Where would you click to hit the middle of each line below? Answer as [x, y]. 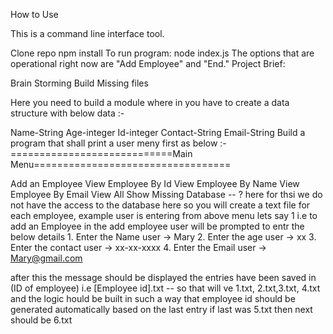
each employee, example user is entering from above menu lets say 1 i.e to [164, 215]
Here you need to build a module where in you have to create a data [150, 102]
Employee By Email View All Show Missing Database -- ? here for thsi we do [166, 194]
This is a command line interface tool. [87, 33]
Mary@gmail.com [46, 258]
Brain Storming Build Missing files [79, 83]
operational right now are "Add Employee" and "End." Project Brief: [148, 63]
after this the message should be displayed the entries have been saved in [163, 277]
